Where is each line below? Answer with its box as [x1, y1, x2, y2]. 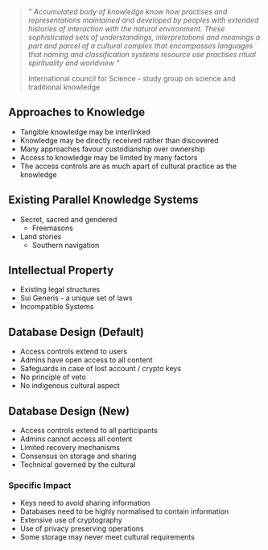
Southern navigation [31, 240, 100, 250]
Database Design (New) [8, 404, 130, 418]
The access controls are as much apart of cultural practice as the [19, 161, 237, 171]
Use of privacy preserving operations [19, 523, 144, 534]
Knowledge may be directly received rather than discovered [19, 135, 219, 145]
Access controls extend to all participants [19, 426, 159, 436]
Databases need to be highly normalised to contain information [19, 507, 229, 516]
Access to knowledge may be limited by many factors [19, 152, 198, 162]
